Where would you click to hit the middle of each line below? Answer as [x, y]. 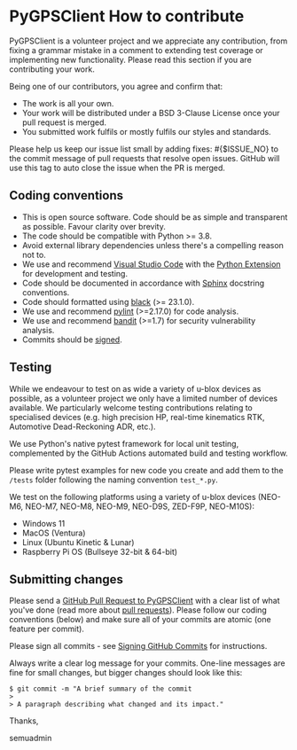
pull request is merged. [64, 122]
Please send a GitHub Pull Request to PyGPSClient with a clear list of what [145, 601]
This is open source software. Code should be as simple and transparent [155, 217]
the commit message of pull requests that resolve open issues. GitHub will [145, 158]
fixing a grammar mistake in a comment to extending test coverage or [136, 50]
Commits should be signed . [72, 340]
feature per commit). [47, 629]
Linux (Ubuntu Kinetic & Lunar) [78, 542]
